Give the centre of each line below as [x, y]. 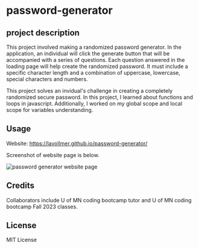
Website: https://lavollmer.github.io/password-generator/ [77, 143]
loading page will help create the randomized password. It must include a [97, 66]
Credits [21, 186]
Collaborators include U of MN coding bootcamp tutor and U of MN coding [99, 200]
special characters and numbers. [47, 79]
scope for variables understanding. [50, 110]
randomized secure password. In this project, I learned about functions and [100, 97]
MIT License [22, 240]
